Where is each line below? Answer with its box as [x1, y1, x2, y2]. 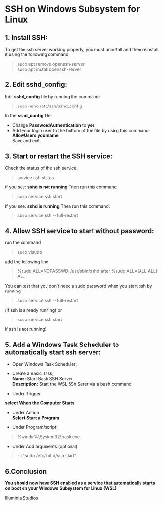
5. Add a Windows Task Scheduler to [5, 340, 119, 349]
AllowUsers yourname [12, 133, 59, 138]
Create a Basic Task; [12, 371, 54, 376]
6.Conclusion [5, 467, 47, 476]
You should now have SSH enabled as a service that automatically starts [5, 480, 155, 486]
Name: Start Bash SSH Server [12, 376, 73, 382]
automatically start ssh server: [5, 348, 101, 356]
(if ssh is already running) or [5, 307, 62, 313]
